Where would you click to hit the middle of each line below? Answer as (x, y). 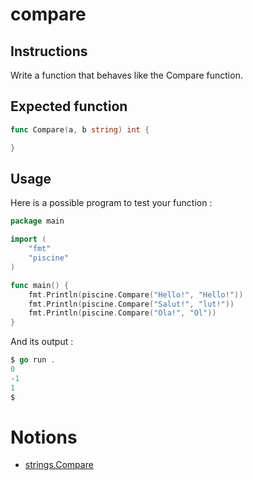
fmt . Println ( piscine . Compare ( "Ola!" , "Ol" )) (122, 313)
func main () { (40, 285)
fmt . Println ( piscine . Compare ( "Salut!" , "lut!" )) (131, 304)
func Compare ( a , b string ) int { (80, 129)
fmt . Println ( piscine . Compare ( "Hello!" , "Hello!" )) (136, 294)
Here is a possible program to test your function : (111, 203)
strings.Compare (59, 465)
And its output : (42, 342)
